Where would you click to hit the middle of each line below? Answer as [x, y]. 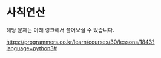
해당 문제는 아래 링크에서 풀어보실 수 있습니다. [61, 30]
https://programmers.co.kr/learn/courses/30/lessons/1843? [81, 42]
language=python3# [32, 48]
